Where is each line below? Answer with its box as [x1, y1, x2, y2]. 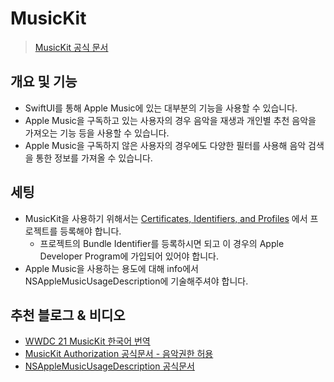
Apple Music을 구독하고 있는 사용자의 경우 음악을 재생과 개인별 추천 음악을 [24, 114, 317, 126]
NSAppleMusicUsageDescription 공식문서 [24, 360, 195, 372]
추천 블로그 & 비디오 [10, 307, 126, 324]
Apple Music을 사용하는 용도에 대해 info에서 [24, 262, 199, 274]
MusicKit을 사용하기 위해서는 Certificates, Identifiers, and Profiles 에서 [24, 212, 308, 224]
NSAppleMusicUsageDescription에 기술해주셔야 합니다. [24, 275, 249, 287]
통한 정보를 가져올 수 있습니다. [35, 152, 153, 164]
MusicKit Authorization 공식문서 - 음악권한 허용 [24, 348, 214, 360]
